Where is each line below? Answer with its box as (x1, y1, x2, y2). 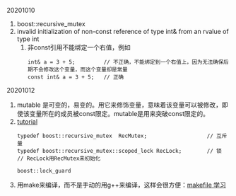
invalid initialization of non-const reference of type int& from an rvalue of (16, 28, 229, 35)
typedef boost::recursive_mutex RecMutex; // (16, 132, 213, 139)
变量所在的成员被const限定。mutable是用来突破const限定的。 (29, 110, 210, 117)
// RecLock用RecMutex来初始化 (16, 155, 101, 162)
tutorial (16, 117, 38, 126)
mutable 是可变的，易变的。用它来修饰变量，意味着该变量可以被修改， (16, 100, 222, 109)
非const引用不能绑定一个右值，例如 (27, 43, 131, 52)
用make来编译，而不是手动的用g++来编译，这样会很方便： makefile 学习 (16, 180, 227, 189)
